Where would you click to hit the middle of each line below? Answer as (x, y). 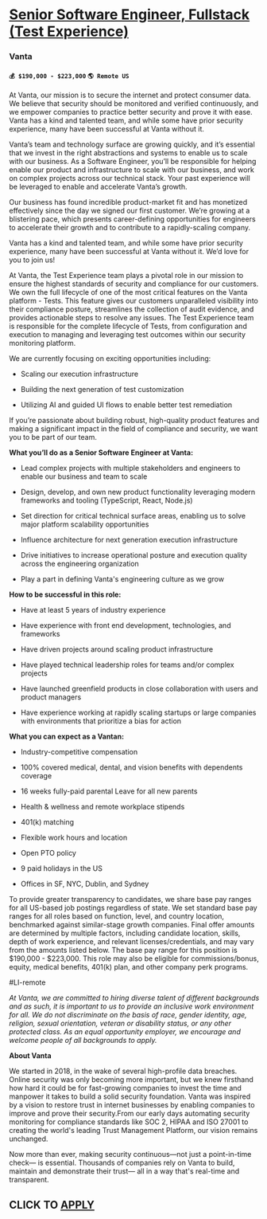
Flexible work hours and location (74, 837)
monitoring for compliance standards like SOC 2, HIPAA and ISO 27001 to (129, 1122)
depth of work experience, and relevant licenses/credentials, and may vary (132, 942)
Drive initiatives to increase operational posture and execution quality (133, 555)
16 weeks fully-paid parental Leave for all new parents (109, 791)
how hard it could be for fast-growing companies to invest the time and (125, 1088)
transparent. (29, 1180)
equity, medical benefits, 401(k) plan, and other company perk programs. (129, 967)
